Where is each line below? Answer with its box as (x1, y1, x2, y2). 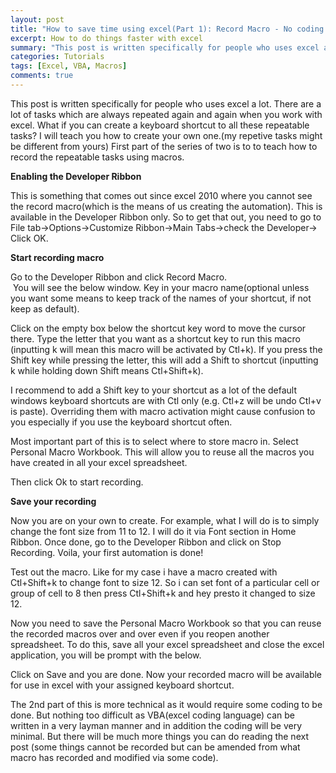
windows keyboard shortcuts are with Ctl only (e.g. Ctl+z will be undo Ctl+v (10, 394, 322, 406)
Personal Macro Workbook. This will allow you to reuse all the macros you (10, 446, 315, 458)
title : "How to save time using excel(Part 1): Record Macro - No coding (10, 24, 325, 34)
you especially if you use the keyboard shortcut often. (10, 416, 233, 428)
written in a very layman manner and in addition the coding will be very (10, 719, 303, 731)
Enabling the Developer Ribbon (10, 170, 142, 182)
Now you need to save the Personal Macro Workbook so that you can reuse (10, 617, 322, 629)
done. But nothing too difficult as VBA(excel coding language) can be (10, 709, 296, 721)
